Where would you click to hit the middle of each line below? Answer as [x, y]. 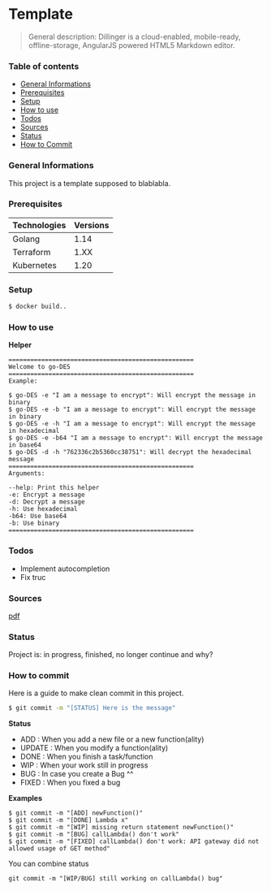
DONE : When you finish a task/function [86, 757]
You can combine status [49, 864]
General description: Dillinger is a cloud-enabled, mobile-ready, [134, 37]
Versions [92, 225]
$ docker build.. [38, 307]
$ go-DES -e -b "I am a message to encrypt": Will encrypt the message [132, 410]
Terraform [32, 252]
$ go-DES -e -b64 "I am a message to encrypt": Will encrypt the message [136, 438]
